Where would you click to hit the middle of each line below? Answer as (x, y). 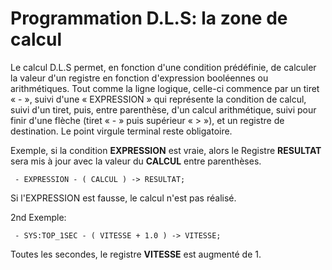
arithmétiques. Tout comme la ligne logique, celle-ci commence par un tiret (165, 88)
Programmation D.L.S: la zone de (149, 18)
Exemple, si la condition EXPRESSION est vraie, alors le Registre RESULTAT (166, 150)
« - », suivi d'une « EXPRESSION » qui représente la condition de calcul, (158, 99)
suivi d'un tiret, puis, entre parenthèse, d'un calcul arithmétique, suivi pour (163, 109)
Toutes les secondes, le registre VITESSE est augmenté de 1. (136, 254)
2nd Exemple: (38, 217)
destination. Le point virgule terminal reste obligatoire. (121, 131)
